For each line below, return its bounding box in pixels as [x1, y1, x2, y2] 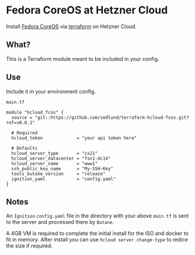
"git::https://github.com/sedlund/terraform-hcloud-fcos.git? [34, 115, 190, 120]
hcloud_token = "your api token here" [11, 135, 137, 141]
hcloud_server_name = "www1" [11, 160, 98, 167]
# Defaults [11, 145, 38, 151]
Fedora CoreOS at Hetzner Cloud [6, 4, 168, 17]
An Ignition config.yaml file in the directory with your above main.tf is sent [6, 212, 189, 219]
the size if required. [6, 242, 53, 249]
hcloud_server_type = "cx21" [11, 150, 98, 156]
